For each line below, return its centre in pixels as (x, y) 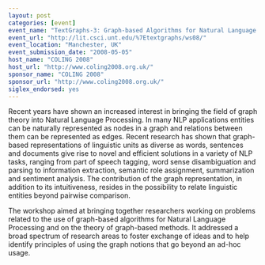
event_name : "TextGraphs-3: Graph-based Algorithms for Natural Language (132, 30)
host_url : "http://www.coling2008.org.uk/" (81, 67)
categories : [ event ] (42, 23)
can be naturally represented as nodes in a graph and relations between (125, 128)
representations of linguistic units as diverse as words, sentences (137, 145)
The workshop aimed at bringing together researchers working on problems (132, 211)
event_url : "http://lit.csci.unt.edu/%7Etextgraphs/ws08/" (108, 38)
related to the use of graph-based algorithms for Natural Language (117, 219)
